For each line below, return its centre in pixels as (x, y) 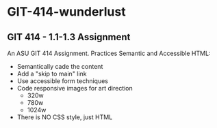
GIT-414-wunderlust (66, 12)
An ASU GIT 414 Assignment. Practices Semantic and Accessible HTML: (109, 53)
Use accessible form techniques (62, 81)
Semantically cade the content (60, 66)
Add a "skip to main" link (52, 74)
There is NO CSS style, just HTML (65, 117)
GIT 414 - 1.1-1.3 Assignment (69, 37)
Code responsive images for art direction (75, 88)
